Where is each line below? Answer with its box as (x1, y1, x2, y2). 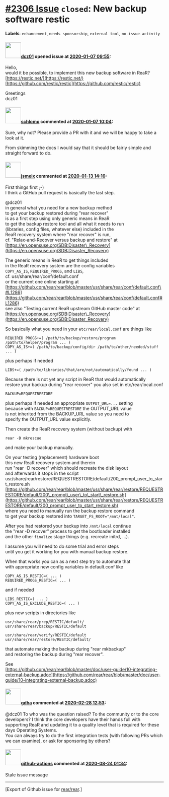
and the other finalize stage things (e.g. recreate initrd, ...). (5, 533, 129, 539)
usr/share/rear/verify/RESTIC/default (5, 632, 87, 637)
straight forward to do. (5, 150, 52, 156)
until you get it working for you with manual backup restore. (5, 548, 129, 554)
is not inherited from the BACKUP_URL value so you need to (5, 411, 129, 417)
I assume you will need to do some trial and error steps (5, 543, 119, 549)
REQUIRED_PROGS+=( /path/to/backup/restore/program (5, 335, 116, 340)
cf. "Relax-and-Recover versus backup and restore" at (5, 237, 118, 243)
